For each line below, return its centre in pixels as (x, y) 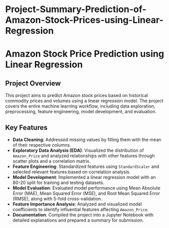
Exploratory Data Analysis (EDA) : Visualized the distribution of (78, 150)
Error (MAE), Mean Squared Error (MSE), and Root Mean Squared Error (86, 193)
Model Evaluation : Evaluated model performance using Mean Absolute (86, 188)
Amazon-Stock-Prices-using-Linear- (84, 20)
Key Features (26, 127)
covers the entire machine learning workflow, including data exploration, (80, 106)
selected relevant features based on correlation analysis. (71, 172)
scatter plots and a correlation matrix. (51, 161)
